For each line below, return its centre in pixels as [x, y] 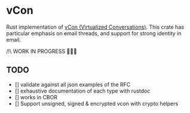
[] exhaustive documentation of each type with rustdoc [82, 91]
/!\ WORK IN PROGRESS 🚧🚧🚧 [42, 51]
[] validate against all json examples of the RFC [73, 84]
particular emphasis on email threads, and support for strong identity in [94, 33]
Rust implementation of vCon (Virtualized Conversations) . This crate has [95, 27]
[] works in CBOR [36, 97]
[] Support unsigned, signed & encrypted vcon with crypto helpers [96, 103]
